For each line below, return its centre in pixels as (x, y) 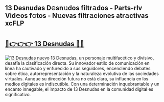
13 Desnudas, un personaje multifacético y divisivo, (102, 58)
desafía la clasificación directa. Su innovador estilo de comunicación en (77, 63)
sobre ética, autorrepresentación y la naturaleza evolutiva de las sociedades (82, 74)
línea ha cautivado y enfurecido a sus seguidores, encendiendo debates (78, 68)
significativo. (18, 94)
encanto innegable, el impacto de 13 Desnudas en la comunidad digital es (79, 89)
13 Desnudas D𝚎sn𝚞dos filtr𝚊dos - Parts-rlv (74, 8)
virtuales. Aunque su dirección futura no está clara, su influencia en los (77, 79)
